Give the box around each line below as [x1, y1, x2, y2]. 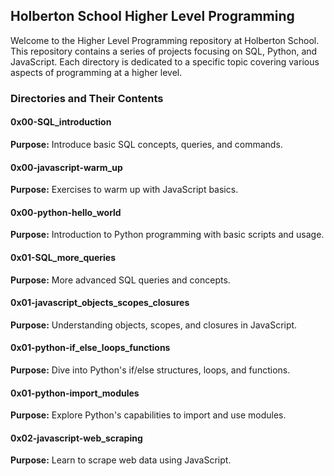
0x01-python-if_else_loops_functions [10, 342, 171, 354]
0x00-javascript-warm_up [10, 161, 123, 173]
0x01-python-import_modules [10, 387, 140, 399]
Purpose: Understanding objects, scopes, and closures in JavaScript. [10, 319, 298, 331]
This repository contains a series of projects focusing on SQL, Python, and [10, 45, 318, 57]
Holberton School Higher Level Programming [10, 8, 295, 25]
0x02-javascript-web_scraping [10, 432, 143, 444]
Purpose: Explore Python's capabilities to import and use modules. [10, 409, 287, 421]
